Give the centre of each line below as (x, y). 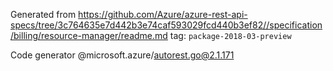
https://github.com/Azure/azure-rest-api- (163, 14)
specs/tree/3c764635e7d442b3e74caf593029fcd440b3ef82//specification (166, 25)
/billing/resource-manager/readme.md (89, 35)
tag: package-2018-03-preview (230, 35)
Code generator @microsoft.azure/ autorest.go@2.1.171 (122, 55)
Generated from (43, 14)
